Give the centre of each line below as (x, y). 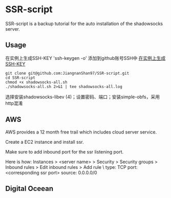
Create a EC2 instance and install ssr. (45, 142)
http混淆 (14, 103)
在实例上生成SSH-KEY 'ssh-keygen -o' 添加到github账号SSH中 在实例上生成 (85, 58)
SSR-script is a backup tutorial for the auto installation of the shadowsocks (84, 24)
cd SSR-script (20, 78)
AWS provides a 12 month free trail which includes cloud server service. (81, 132)
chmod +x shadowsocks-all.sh (36, 82)
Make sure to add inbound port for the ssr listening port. (65, 151)
